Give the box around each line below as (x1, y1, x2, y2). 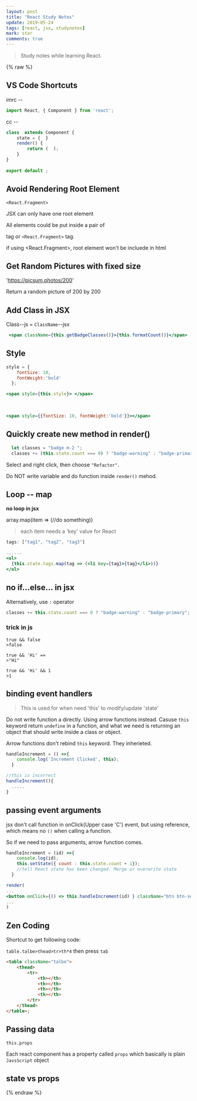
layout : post (6, 8, 38, 15)
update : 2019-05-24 (6, 19, 54, 25)
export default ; (6, 168, 49, 174)
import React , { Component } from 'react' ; (6, 107, 114, 114)
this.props (6, 1040, 33, 1046)
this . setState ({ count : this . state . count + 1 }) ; (16, 861, 141, 867)
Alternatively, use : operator (6, 598, 74, 605)
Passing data (6, 1025, 55, 1035)
